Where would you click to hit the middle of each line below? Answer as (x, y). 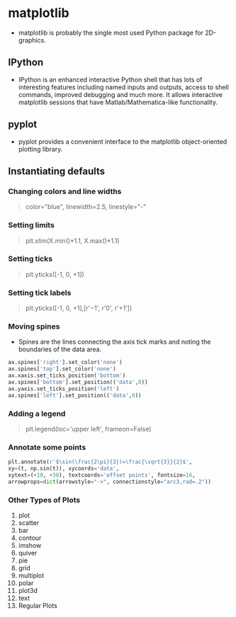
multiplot (31, 576)
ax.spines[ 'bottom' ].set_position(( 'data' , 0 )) (78, 383)
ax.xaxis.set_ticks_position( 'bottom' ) (67, 376)
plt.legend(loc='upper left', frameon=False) (88, 429)
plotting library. (40, 149)
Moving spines (34, 327)
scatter (29, 523)
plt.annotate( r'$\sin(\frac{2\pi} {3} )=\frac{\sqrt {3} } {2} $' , (100, 462)
